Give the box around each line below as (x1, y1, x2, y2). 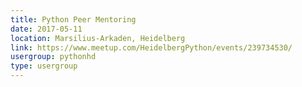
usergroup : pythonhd (10, 52, 97, 62)
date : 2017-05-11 (10, 24, 83, 34)
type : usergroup (10, 61, 78, 71)
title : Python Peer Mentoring (10, 14, 137, 25)
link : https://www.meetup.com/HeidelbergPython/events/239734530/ (10, 42, 293, 53)
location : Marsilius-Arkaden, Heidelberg (10, 33, 186, 43)
